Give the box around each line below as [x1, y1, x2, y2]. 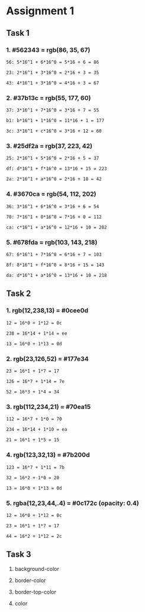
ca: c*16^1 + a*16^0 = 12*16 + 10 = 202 [6, 224, 108, 230]
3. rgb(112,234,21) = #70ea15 [6, 402, 91, 411]
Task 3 [6, 549, 31, 560]
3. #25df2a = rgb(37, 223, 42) [6, 142, 93, 150]
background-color [14, 565, 59, 572]
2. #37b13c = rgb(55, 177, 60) [6, 93, 91, 102]
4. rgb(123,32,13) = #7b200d [6, 451, 90, 459]
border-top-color [14, 588, 56, 595]
